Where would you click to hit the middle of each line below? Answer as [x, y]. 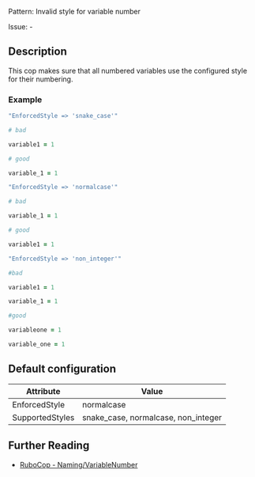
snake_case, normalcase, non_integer [152, 417]
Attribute [43, 391]
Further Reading [49, 446]
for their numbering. [41, 79]
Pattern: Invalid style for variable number [74, 11]
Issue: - [21, 26]
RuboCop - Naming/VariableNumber [79, 464]
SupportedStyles [43, 417]
